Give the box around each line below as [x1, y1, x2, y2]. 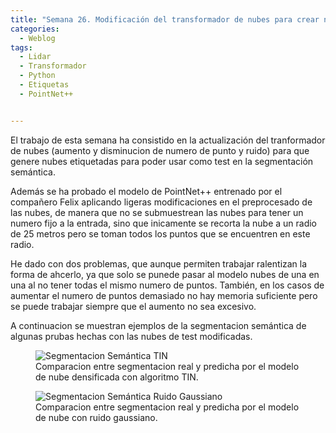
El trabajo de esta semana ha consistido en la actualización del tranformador [10, 134, 326, 146]
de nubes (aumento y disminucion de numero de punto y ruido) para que [10, 144, 310, 156]
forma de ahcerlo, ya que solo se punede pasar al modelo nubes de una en [10, 268, 320, 280]
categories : [10, 24, 60, 34]
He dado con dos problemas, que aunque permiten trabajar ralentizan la [10, 257, 308, 270]
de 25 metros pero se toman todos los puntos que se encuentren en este [10, 227, 311, 240]
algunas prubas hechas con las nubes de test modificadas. [10, 330, 253, 342]
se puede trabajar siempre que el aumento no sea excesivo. [10, 300, 257, 312]
